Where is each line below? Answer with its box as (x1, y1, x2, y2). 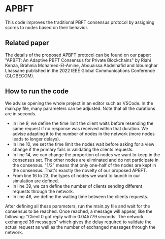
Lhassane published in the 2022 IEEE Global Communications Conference (5, 68, 155, 73)
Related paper (5, 39, 49, 47)
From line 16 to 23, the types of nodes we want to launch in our (12, 172, 140, 178)
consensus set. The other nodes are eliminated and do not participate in (12, 157, 159, 163)
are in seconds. (5, 110, 36, 116)
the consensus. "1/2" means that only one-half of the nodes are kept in (12, 162, 157, 168)
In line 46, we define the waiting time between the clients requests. (12, 193, 149, 200)
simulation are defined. (12, 178, 59, 184)
